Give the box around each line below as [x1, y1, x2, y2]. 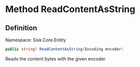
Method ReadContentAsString [5, 4, 135, 15]
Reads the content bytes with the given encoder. [5, 55, 107, 61]
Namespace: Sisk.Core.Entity [5, 37, 66, 43]
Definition [5, 24, 37, 32]
